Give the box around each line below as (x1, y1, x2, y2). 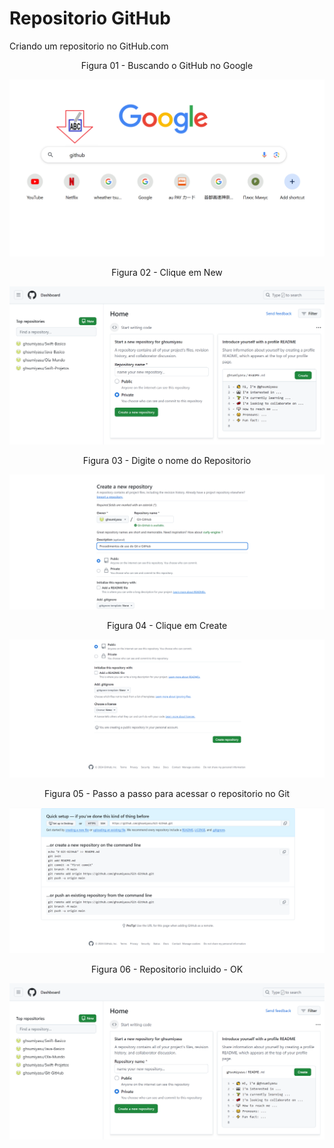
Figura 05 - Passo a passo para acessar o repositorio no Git (43, 788, 291, 800)
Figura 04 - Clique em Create (106, 620, 228, 632)
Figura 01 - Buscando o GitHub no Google (80, 59, 254, 71)
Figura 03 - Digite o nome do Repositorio (82, 454, 252, 466)
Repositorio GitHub (9, 7, 171, 30)
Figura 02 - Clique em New (111, 267, 223, 279)
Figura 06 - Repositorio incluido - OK (90, 963, 244, 975)
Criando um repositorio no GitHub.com (9, 40, 169, 52)
